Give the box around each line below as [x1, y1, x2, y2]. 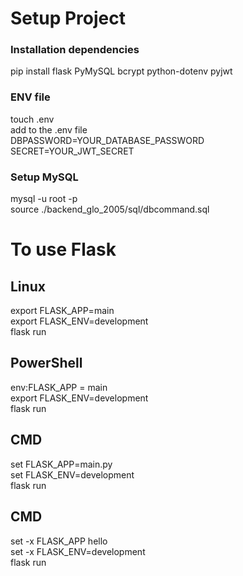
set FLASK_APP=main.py [10, 458, 113, 470]
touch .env [10, 113, 55, 125]
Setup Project [10, 7, 127, 30]
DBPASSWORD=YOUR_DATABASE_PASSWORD [10, 134, 205, 146]
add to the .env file [10, 123, 88, 136]
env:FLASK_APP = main [10, 381, 108, 393]
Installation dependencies [10, 43, 140, 57]
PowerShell [10, 355, 83, 372]
